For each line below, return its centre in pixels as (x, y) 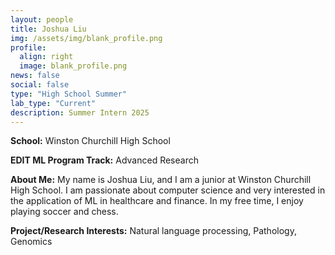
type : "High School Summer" (69, 94)
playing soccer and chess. (64, 212)
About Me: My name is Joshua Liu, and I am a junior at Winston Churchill (161, 180)
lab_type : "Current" (53, 103)
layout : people (42, 19)
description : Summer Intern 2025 (80, 112)
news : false (35, 76)
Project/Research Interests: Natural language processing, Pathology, (153, 231)
